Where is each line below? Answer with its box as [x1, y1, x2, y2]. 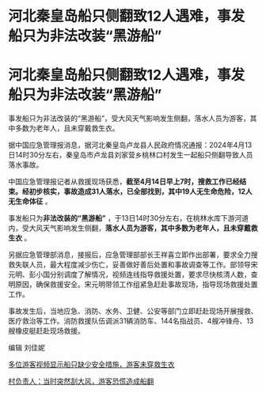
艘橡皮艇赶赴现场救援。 [8, 326, 85, 336]
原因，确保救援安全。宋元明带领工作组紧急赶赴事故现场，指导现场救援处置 [14, 280, 258, 289]
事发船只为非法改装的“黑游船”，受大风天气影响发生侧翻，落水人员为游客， [8, 114, 251, 123]
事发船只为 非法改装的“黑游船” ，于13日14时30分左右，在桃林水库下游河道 [8, 214, 249, 223]
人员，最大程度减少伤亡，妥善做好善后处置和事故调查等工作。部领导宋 [28, 260, 258, 270]
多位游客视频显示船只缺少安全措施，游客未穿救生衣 [8, 360, 175, 369]
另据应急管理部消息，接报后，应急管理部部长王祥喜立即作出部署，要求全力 [8, 250, 251, 259]
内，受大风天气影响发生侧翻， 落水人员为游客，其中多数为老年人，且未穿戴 [8, 223, 251, 233]
